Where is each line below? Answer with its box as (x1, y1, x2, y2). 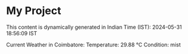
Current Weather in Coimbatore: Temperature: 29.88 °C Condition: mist (6, 41, 181, 48)
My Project (6, 4, 61, 18)
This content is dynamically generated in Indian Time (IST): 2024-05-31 (6, 23, 182, 31)
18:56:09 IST (6, 29, 38, 36)
